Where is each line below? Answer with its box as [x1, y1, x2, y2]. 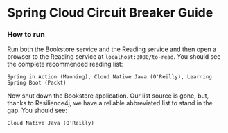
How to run [7, 30, 45, 39]
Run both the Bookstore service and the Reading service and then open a [7, 45, 217, 53]
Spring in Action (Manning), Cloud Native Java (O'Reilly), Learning [7, 73, 213, 80]
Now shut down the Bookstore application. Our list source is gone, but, [7, 91, 209, 100]
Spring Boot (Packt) [7, 80, 67, 87]
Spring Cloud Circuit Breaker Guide [7, 5, 213, 21]
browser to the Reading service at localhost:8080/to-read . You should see [7, 53, 221, 61]
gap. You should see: [7, 106, 68, 115]
